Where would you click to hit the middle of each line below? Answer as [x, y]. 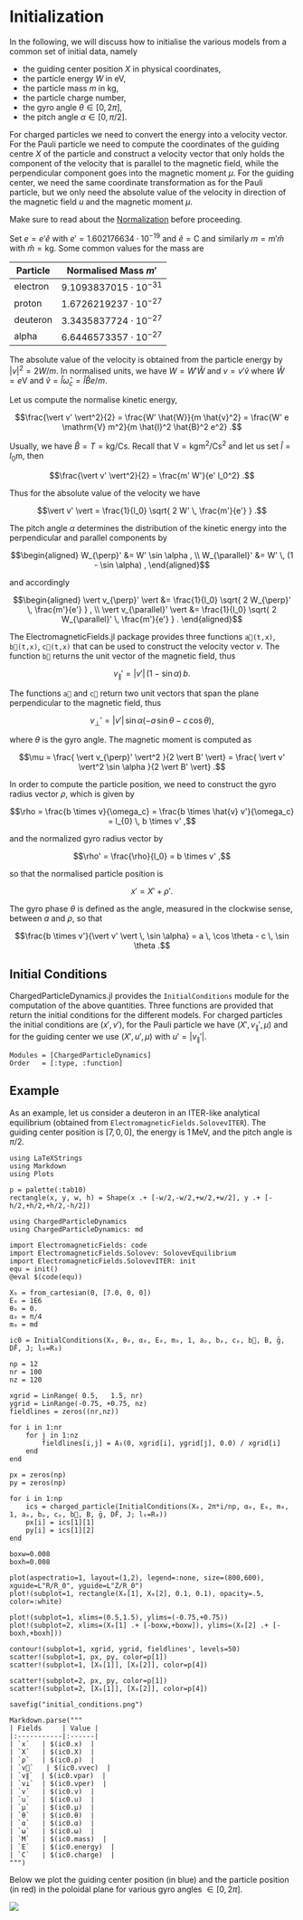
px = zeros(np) [38, 1475]
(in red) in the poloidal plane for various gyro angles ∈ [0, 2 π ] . [126, 1889]
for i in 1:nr [36, 1427]
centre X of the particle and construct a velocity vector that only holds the [147, 153]
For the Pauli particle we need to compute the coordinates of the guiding [145, 144]
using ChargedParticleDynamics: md [76, 1229]
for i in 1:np [36, 1498]
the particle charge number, [74, 98]
